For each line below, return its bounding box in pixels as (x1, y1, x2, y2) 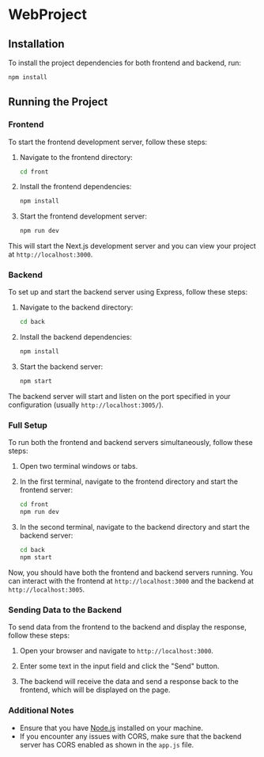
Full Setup (8, 420, 47, 431)
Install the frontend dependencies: (19, 182, 132, 192)
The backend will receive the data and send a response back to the (19, 677, 239, 687)
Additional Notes (8, 705, 74, 716)
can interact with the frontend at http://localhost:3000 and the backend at (8, 576, 255, 585)
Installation (8, 37, 65, 51)
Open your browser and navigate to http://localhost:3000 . (19, 646, 213, 656)
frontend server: (19, 485, 74, 495)
